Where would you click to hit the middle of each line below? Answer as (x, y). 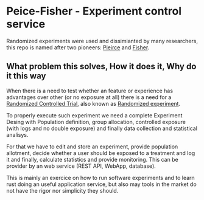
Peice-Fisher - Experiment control (94, 11)
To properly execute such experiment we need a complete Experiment (94, 115)
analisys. (17, 134)
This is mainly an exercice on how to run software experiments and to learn (100, 178)
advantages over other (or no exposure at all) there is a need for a (89, 97)
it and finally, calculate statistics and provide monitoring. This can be (92, 159)
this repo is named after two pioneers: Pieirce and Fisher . (78, 47)
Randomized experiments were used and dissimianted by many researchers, (102, 41)
